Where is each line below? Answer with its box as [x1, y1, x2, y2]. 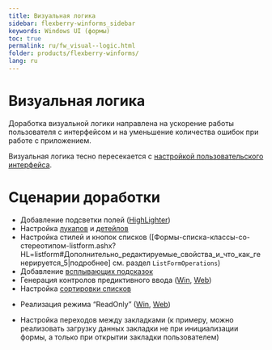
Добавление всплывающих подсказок [19, 266, 154, 276]
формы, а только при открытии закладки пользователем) [19, 332, 220, 342]
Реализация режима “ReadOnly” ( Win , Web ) [19, 299, 172, 309]
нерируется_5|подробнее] [19, 258, 111, 268]
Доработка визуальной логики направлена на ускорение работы [8, 118, 235, 128]
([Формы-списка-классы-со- [148, 232, 251, 242]
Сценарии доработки [8, 188, 160, 206]
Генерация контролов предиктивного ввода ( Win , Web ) [19, 275, 212, 285]
